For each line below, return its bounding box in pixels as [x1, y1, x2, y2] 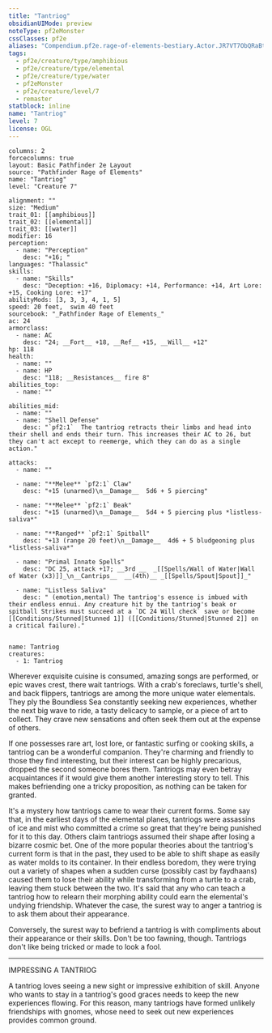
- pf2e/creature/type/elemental [15, 65, 125, 73]
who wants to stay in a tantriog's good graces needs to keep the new [8, 989, 239, 999]
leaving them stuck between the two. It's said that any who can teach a [8, 883, 246, 893]
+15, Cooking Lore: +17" [8, 288, 92, 296]
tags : [8, 49, 27, 57]
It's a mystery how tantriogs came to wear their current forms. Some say [8, 806, 251, 815]
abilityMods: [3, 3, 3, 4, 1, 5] [8, 295, 121, 304]
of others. [8, 722, 41, 733]
